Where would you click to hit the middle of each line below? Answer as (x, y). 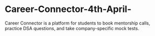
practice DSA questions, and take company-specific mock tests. (72, 28)
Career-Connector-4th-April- (68, 9)
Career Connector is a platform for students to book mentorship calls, (77, 23)
